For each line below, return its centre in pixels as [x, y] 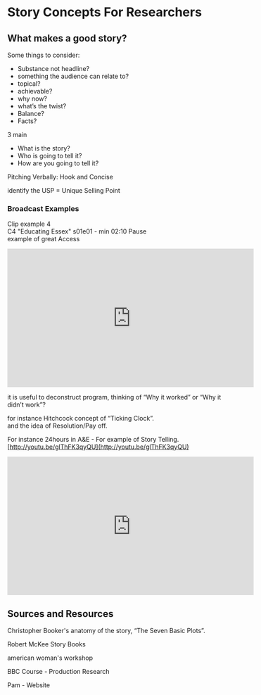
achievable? [35, 91]
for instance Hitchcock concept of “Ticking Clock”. [81, 419]
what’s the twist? [42, 106]
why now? [32, 98]
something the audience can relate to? [73, 76]
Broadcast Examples [43, 208]
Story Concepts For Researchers [105, 12]
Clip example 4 [29, 224]
